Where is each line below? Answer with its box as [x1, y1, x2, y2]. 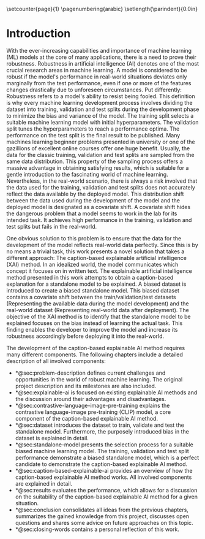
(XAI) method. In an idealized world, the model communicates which [6, 261, 179, 268]
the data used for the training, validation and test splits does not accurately [6, 183, 196, 191]
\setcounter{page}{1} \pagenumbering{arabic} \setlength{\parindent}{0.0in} [6, 6, 198, 12]
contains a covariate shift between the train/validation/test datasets [6, 293, 176, 300]
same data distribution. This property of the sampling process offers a [6, 158, 184, 165]
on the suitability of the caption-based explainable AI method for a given [15, 493, 198, 500]
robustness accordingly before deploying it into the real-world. [6, 332, 165, 340]
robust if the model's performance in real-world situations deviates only [6, 73, 187, 80]
